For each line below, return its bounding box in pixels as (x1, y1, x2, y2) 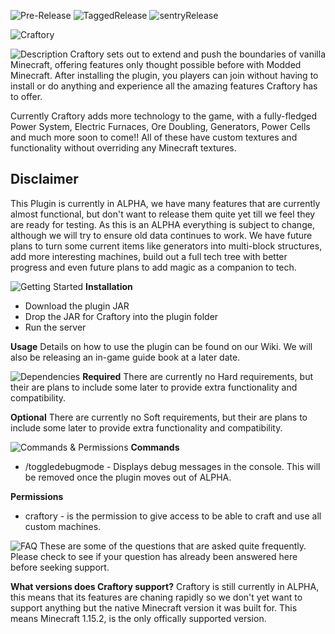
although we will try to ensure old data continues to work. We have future (10, 229, 313, 241)
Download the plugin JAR (24, 300, 130, 312)
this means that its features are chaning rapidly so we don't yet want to (10, 591, 303, 603)
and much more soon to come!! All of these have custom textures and (10, 131, 298, 143)
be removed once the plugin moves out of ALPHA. (24, 471, 232, 483)
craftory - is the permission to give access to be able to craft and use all (24, 510, 322, 522)
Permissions (10, 490, 64, 502)
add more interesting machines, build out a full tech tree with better (10, 250, 288, 262)
